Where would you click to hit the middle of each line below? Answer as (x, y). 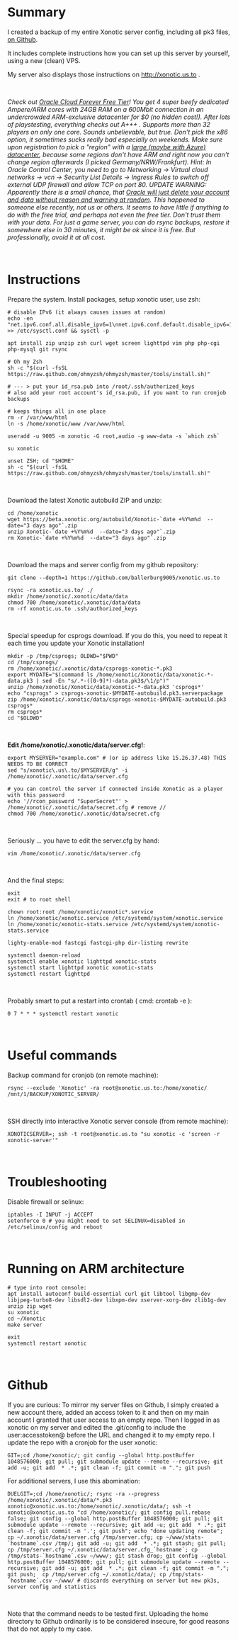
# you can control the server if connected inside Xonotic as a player (115, 789)
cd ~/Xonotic (27, 1319)
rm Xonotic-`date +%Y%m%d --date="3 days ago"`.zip (87, 538)
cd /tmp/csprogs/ (33, 662)
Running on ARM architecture (96, 1269)
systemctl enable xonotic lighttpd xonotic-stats (82, 961)
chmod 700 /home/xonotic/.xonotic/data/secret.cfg (84, 814)
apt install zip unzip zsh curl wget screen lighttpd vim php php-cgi (114, 343)
